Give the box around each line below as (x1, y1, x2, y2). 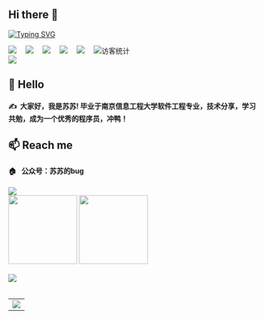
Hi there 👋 (8, 8, 59, 22)
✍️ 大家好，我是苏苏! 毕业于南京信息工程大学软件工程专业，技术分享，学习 (8, 101, 257, 111)
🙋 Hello (8, 78, 45, 92)
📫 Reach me (8, 138, 74, 153)
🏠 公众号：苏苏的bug (8, 166, 84, 175)
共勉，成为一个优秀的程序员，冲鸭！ (8, 113, 128, 123)
